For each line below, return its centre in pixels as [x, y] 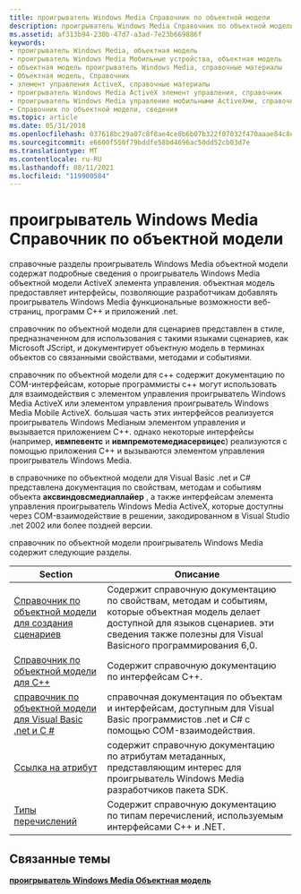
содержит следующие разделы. [70, 553]
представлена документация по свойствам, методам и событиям [135, 487]
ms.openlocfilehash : [48, 134]
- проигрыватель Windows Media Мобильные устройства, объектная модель [146, 59]
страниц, [26, 312]
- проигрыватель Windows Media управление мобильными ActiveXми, [133, 101]
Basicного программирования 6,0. [182, 646]
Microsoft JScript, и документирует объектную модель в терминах [137, 348]
